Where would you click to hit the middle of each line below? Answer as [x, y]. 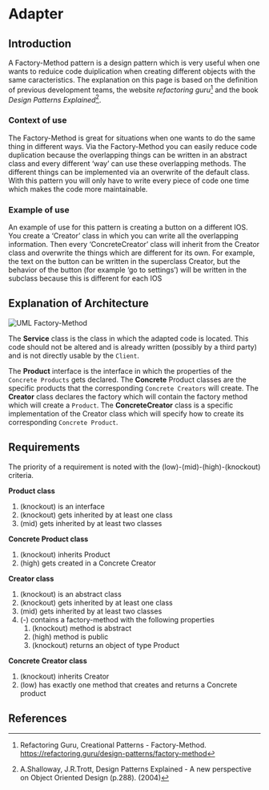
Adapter [36, 14]
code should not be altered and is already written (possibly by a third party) [133, 346]
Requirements [44, 447]
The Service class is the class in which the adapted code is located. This [128, 338]
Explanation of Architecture [79, 304]
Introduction [40, 44]
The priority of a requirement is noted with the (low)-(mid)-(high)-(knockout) [134, 467]
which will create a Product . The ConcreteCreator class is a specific [121, 405]
